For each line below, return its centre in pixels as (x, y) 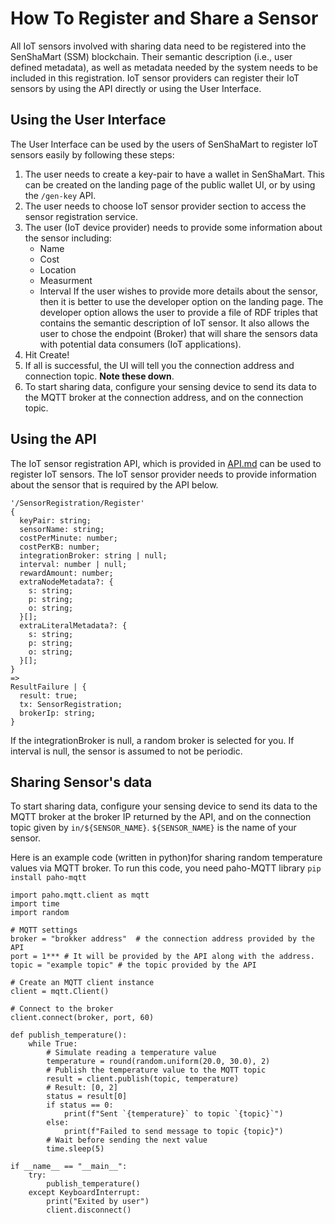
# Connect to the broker (62, 1009)
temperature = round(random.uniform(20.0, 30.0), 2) (158, 1062)
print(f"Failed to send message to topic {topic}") (173, 1132)
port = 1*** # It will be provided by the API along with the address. (162, 957)
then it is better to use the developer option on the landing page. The (181, 301)
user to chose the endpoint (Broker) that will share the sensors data (178, 333)
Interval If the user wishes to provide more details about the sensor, (178, 291)
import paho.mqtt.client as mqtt (80, 895)
